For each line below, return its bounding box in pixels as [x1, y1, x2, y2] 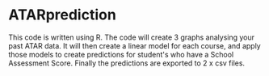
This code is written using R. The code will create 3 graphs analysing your [8, 32, 254, 42]
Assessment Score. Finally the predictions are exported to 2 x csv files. [8, 58, 245, 68]
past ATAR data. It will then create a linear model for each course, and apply [8, 40, 261, 50]
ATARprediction [8, 6, 117, 24]
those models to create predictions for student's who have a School [8, 49, 234, 59]
